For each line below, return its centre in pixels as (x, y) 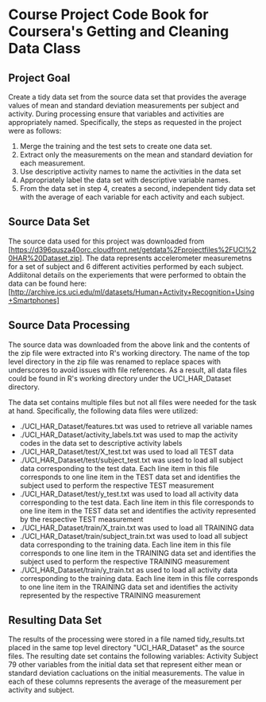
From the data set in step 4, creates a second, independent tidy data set (137, 188)
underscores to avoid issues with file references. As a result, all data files (128, 370)
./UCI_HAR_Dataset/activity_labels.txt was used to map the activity (129, 435)
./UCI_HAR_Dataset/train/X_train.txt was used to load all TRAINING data (137, 528)
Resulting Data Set (55, 620)
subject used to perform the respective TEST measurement (117, 485)
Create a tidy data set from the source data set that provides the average (127, 97)
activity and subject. (41, 690)
